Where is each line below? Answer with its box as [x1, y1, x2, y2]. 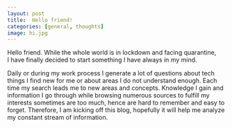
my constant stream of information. [7, 113, 108, 122]
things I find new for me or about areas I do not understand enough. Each [7, 77, 217, 85]
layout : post [7, 10, 45, 17]
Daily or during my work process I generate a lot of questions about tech [7, 69, 215, 77]
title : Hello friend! [7, 17, 73, 24]
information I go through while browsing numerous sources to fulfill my [7, 91, 210, 100]
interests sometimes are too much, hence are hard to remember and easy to [7, 98, 225, 107]
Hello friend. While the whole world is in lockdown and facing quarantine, [7, 48, 217, 57]
